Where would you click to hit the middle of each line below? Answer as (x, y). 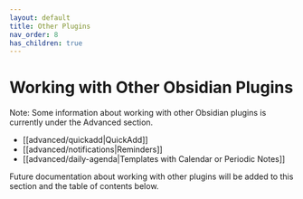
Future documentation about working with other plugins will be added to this (151, 176)
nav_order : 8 (34, 34)
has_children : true (46, 43)
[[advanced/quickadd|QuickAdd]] (85, 140)
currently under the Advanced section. (81, 122)
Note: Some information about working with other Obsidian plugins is (138, 113)
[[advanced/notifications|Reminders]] (92, 149)
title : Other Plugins (50, 26)
